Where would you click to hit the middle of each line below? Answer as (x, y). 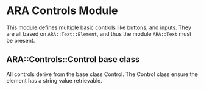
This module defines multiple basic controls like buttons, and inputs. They (99, 27)
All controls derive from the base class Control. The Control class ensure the (102, 74)
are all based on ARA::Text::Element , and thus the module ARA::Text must (99, 33)
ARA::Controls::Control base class (73, 59)
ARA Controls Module (62, 11)
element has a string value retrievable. (54, 80)
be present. (21, 40)
